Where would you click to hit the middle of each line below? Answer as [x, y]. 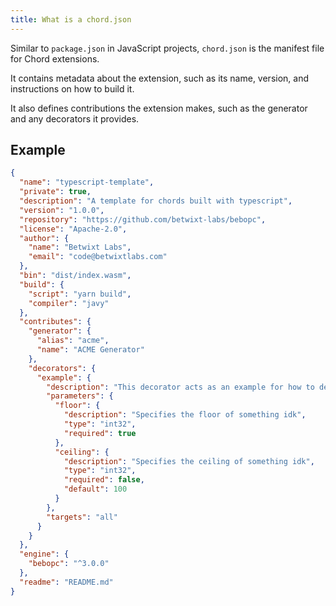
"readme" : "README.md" [66, 582]
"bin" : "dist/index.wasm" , [75, 276]
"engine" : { [44, 554]
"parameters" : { [80, 396]
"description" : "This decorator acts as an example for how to [180, 387]
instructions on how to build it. [72, 88]
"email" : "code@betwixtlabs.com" [98, 257]
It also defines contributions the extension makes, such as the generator [159, 108]
